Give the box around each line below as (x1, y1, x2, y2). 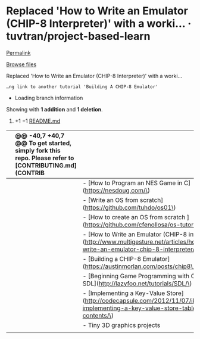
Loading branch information (14, 94, 83, 101)
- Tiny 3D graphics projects (82, 321, 161, 329)
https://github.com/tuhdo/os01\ (85, 203, 174, 212)
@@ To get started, (15, 139, 71, 147)
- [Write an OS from (82, 195, 139, 204)
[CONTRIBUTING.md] (15, 161, 77, 169)
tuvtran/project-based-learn (6, 30, 151, 43)
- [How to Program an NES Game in (82, 179, 183, 187)
